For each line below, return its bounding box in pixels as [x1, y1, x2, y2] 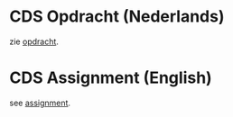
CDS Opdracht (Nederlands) [9, 6, 225, 27]
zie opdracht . [9, 36, 59, 47]
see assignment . [9, 97, 70, 108]
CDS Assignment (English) [9, 67, 212, 88]
